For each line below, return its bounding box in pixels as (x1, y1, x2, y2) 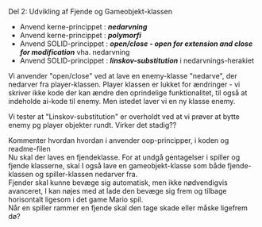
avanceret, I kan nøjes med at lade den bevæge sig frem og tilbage (8, 187, 227, 195)
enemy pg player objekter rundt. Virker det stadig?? (8, 121, 177, 129)
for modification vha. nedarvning (19, 48, 130, 56)
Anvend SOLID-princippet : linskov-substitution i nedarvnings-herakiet (19, 56, 254, 65)
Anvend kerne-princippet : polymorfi (19, 31, 141, 40)
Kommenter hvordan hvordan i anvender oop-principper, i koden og (8, 136, 229, 145)
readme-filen (8, 144, 52, 153)
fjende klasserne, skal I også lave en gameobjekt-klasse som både (8, 161, 226, 170)
